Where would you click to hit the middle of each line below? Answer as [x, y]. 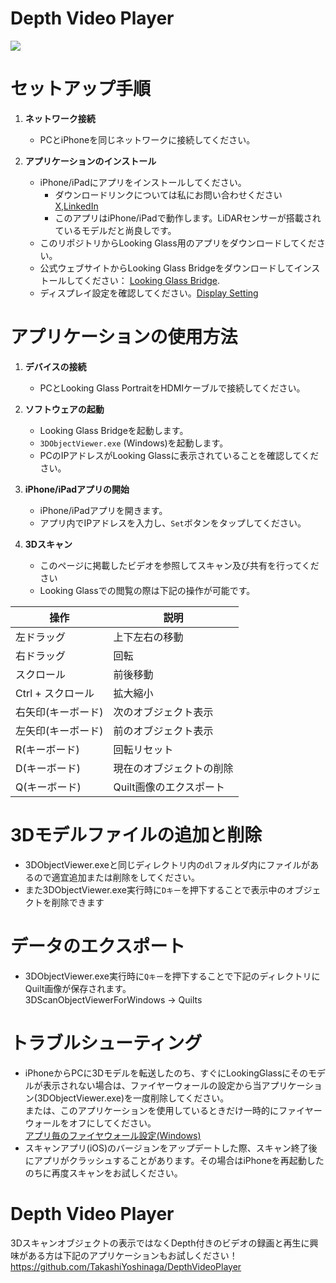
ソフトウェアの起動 [64, 409]
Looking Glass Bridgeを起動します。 [114, 430]
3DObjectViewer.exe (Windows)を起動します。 [134, 443]
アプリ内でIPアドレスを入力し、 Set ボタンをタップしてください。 [173, 523]
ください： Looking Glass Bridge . [152, 280]
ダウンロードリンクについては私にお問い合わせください [168, 194]
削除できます [78, 902]
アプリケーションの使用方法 [124, 337]
